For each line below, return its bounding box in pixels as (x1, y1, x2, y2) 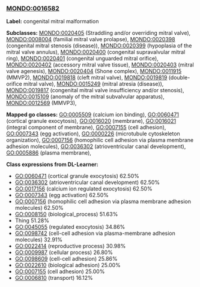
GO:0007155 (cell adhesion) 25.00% (14, 268, 105, 275)
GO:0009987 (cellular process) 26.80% (14, 249, 113, 256)
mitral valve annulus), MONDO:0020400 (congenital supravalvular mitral (6, 49, 186, 56)
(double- (168, 74, 190, 81)
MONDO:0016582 (6, 4, 60, 13)
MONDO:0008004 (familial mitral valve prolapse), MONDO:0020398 (6, 36, 175, 43)
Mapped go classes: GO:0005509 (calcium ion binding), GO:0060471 (6, 111, 179, 118)
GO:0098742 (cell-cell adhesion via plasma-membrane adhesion (14, 229, 176, 237)
